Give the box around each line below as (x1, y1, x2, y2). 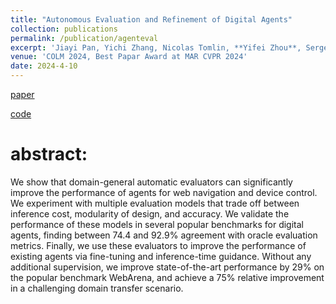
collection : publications (10, 24, 118, 34)
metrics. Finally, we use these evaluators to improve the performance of (10, 239, 307, 251)
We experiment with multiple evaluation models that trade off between (10, 197, 300, 209)
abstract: (10, 143, 88, 166)
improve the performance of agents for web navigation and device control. (10, 186, 318, 198)
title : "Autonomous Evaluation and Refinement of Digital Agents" (10, 14, 293, 25)
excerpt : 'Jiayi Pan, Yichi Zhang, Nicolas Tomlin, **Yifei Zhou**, (10, 42, 302, 53)
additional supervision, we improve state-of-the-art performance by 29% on (10, 261, 325, 273)
